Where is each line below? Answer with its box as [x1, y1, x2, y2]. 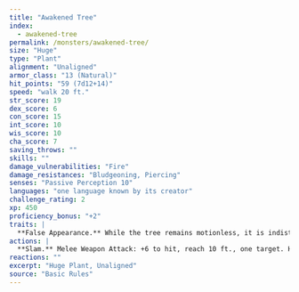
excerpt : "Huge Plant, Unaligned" [9, 262, 138, 271]
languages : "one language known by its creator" [9, 187, 193, 196]
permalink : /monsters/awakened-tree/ [9, 37, 149, 47]
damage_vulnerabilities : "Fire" [9, 162, 129, 171]
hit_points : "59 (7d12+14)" [9, 79, 114, 88]
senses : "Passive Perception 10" [9, 179, 133, 188]
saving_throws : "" [9, 145, 77, 154]
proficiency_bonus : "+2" [9, 211, 101, 221]
